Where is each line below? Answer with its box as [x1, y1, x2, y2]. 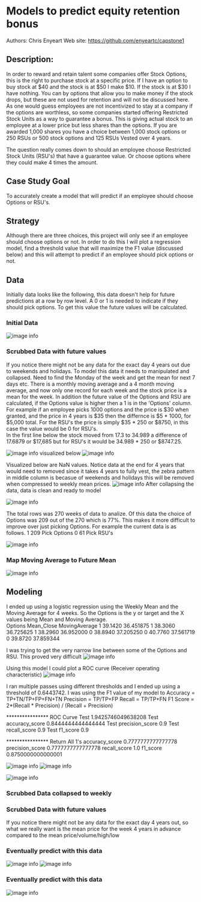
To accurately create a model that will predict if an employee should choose [6, 192, 194, 199]
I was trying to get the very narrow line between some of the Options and [6, 646, 187, 653]
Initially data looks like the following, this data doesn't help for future [6, 291, 175, 298]
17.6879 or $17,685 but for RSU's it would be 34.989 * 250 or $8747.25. [6, 437, 182, 445]
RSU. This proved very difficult [6, 653, 82, 660]
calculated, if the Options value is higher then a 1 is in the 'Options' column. [6, 399, 193, 407]
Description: [6, 54, 54, 64]
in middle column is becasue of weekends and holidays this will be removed [6, 474, 194, 481]
